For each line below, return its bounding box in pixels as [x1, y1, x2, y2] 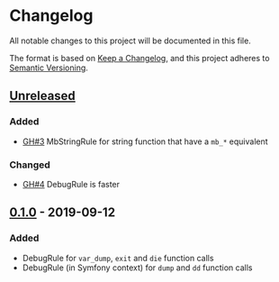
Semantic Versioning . [9, 62, 88, 73]
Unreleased [9, 88, 76, 104]
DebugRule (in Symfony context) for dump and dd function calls [22, 262, 253, 273]
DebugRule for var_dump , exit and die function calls [22, 252, 214, 263]
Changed [9, 159, 51, 171]
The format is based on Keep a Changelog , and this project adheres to [9, 52, 270, 63]
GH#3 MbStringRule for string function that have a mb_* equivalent [22, 136, 268, 147]
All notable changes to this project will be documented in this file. [9, 35, 252, 46]
